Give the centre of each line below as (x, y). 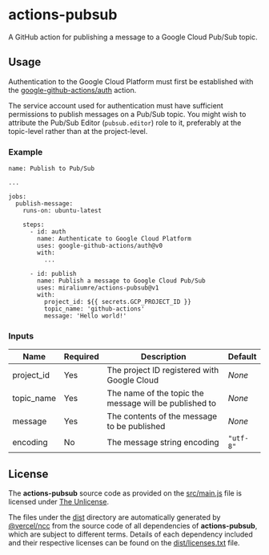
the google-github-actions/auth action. (72, 90)
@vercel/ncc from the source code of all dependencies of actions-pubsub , (133, 526)
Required (82, 357)
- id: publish (53, 274)
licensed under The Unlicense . (59, 502)
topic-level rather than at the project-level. (78, 131)
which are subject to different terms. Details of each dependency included (131, 534)
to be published (136, 427)
